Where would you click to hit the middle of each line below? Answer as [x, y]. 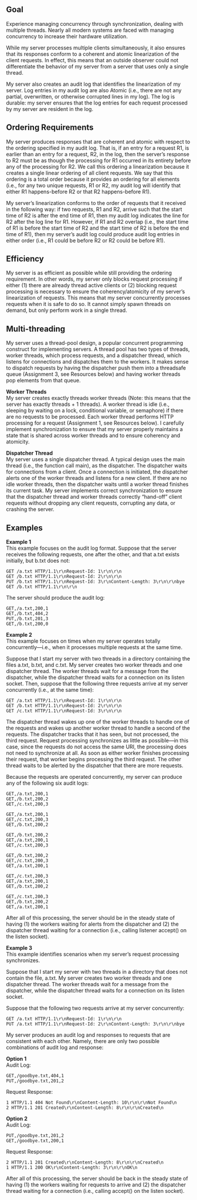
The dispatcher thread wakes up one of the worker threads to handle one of [98, 722]
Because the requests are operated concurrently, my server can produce [94, 777]
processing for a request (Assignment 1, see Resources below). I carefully [95, 423]
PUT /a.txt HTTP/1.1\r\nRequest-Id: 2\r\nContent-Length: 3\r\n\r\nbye [95, 1024]
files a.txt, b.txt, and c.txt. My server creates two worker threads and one [94, 665]
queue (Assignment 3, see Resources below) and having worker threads [93, 374]
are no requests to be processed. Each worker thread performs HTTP [90, 417]
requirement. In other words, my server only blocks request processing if [94, 279]
